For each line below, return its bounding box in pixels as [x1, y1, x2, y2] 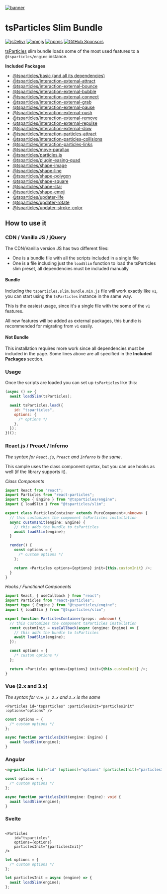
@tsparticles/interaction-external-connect [12, 93, 99, 99]
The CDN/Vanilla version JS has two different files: [5, 245, 109, 251]
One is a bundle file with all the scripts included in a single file [12, 255, 139, 261]
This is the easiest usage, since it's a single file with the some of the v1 [5, 303, 151, 309]
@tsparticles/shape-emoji [12, 189, 66, 195]
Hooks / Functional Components [5, 584, 72, 590]
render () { [9, 543, 32, 548]
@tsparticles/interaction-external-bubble [12, 88, 97, 94]
